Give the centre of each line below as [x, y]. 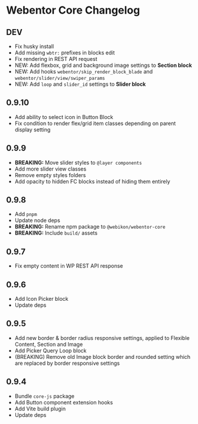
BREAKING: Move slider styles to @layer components [78, 162]
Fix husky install [34, 46]
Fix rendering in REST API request [56, 59]
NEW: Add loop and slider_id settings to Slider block [80, 84]
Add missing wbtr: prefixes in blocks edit [65, 53]
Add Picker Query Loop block [51, 351]
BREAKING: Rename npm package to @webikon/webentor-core [90, 227]
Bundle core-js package [45, 396]
